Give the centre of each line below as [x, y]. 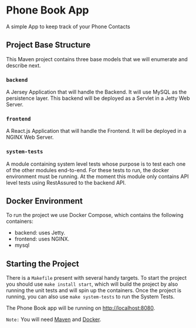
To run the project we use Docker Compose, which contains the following [95, 215]
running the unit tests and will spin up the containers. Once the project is [94, 290]
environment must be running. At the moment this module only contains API [97, 176]
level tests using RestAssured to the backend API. [66, 182]
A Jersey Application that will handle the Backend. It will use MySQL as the [97, 92]
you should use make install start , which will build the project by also [92, 284]
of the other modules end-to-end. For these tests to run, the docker [88, 170]
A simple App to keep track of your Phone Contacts [68, 26]
